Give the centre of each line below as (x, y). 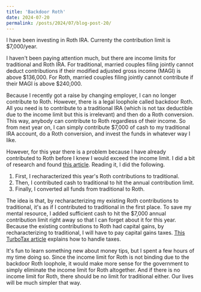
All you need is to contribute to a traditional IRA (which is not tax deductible (100, 108)
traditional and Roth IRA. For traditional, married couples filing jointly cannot (100, 64)
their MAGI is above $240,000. (44, 84)
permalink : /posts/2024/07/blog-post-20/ (59, 23)
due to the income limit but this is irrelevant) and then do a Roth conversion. (100, 114)
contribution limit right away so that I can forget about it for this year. (91, 220)
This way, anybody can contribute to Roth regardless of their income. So (96, 121)
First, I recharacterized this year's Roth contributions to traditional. (97, 176)
